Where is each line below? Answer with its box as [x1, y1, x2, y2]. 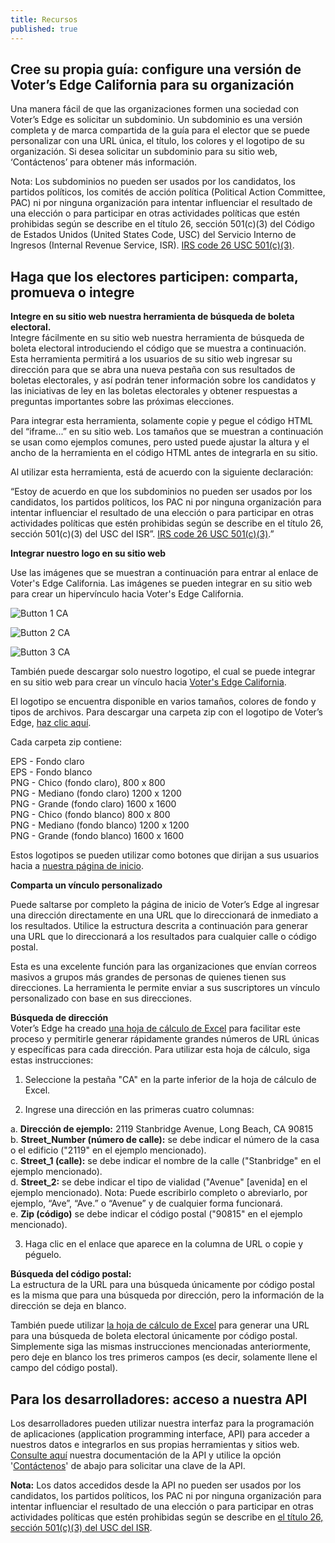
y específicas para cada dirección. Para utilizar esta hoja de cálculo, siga [10, 1044, 311, 1056]
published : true [10, 24, 78, 34]
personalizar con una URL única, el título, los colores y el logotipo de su [10, 135, 305, 147]
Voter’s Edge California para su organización [10, 76, 295, 93]
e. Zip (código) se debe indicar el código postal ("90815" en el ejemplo [10, 1208, 303, 1220]
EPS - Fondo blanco [10, 766, 93, 778]
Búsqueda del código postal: [10, 1268, 132, 1280]
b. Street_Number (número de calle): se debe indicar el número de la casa [10, 1134, 320, 1146]
